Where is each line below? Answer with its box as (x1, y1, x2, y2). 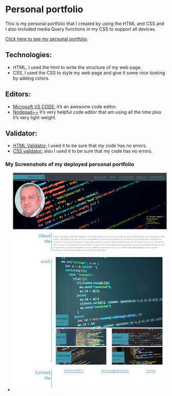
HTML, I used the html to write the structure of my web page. (12, 64, 142, 70)
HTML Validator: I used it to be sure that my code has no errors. (12, 143, 147, 149)
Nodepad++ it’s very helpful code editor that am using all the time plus (12, 109, 162, 115)
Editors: (5, 90, 31, 99)
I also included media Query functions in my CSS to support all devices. (5, 26, 157, 32)
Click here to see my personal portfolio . (5, 36, 89, 42)
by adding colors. (12, 75, 50, 81)
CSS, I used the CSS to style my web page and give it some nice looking (12, 69, 165, 76)
